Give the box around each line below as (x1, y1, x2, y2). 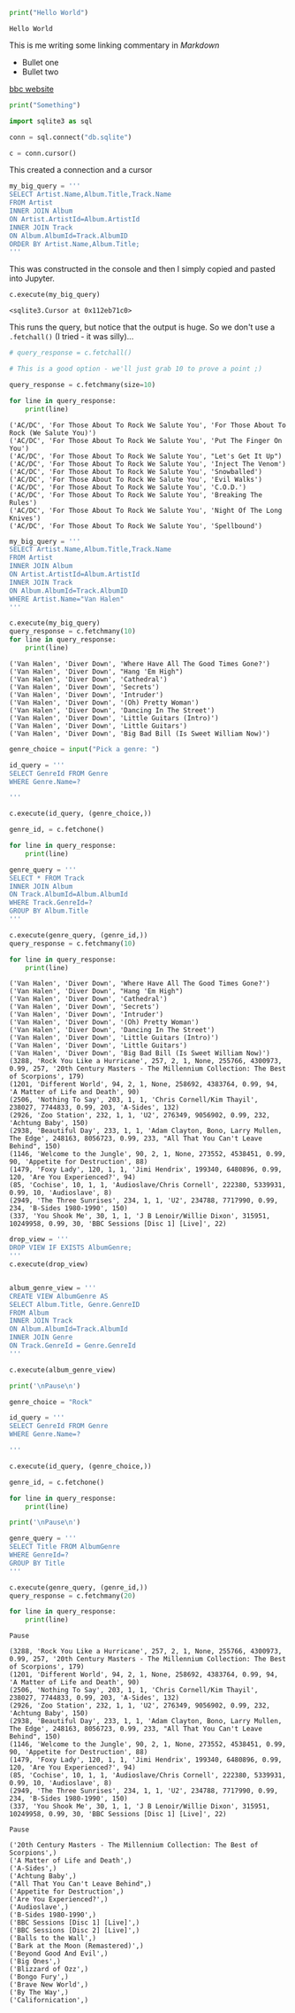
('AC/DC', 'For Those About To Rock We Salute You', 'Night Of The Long (9, 506, 283, 515)
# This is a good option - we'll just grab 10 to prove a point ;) (9, 364, 263, 373)
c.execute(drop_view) (9, 1260, 89, 1269)
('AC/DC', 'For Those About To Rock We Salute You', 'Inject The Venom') (9, 459, 287, 469)
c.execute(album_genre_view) (9, 1365, 117, 1374)
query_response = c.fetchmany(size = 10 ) (9, 380, 156, 389)
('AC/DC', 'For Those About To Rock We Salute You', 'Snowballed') (9, 467, 263, 476)
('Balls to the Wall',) (9, 1934, 97, 1943)
